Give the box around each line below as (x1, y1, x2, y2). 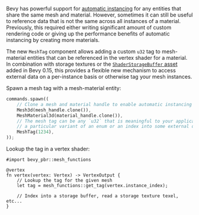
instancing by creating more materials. (6, 37, 100, 43)
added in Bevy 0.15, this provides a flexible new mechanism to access (6, 67, 176, 73)
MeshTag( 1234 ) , (17, 129, 54, 135)
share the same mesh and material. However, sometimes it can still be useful (6, 11, 193, 18)
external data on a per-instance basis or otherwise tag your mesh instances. (6, 73, 192, 80)
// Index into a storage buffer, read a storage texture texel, (17, 193, 179, 199)
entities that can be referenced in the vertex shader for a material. (27, 54, 188, 61)
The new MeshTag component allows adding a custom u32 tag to (6, 48, 161, 55)
